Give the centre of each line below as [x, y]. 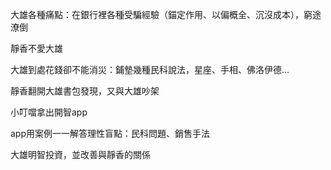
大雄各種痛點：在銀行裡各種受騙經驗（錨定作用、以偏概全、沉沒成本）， [157, 14]
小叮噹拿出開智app [49, 112]
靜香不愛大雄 [36, 48]
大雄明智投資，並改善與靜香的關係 [80, 154]
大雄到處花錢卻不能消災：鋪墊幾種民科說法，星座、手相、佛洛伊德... [150, 69]
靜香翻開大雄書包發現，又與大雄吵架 [85, 91]
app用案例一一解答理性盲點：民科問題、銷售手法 [110, 133]
